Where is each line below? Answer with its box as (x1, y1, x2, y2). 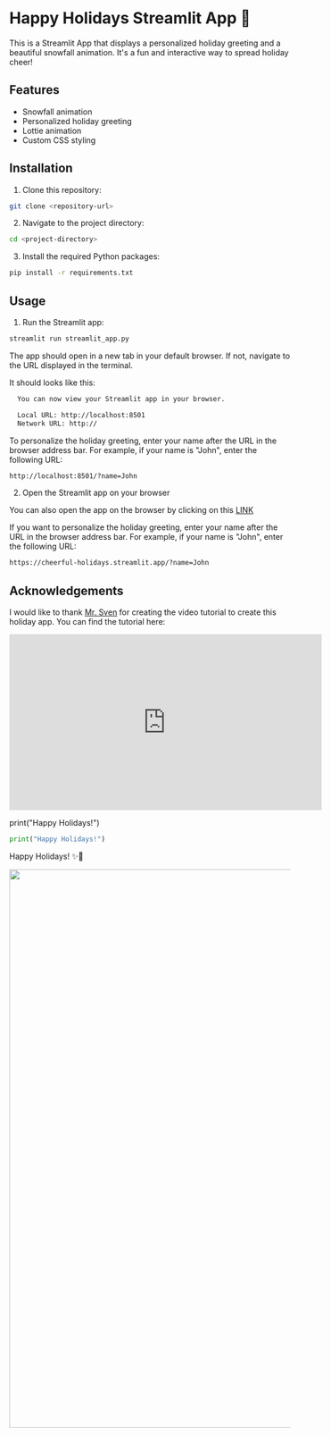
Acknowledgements (9, 583, 124, 598)
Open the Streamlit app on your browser (21, 487, 170, 499)
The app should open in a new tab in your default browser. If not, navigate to (9, 350, 291, 361)
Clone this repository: (21, 184, 102, 195)
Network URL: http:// (17, 419, 98, 428)
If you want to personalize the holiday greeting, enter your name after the (9, 522, 278, 533)
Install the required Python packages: (21, 251, 161, 262)
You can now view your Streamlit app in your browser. (17, 394, 226, 403)
